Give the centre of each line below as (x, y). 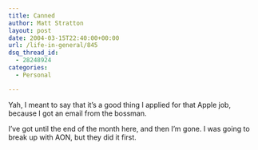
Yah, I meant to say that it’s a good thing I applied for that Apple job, (120, 105)
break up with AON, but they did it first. (73, 137)
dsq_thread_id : (34, 53)
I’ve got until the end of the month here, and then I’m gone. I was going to (129, 128)
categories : (28, 68)
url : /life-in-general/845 (53, 45)
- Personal (34, 75)
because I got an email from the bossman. (77, 113)
